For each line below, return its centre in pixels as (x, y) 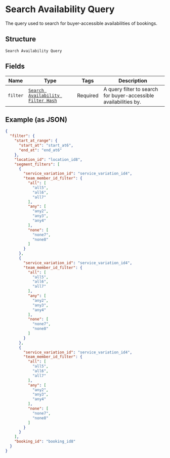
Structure (21, 39)
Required (88, 96)
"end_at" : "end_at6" (40, 150)
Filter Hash (43, 100)
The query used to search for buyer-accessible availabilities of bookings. (81, 23)
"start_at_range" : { (36, 141)
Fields (15, 66)
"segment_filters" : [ (37, 164)
